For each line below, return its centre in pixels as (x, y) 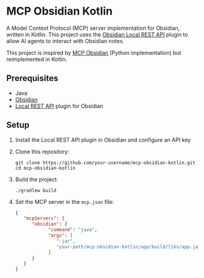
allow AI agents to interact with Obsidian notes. (65, 41)
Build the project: (37, 179)
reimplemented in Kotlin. (37, 59)
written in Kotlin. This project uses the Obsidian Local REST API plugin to (97, 34)
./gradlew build (36, 190)
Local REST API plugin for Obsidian (59, 106)
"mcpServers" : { (44, 218)
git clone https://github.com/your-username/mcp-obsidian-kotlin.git (105, 162)
